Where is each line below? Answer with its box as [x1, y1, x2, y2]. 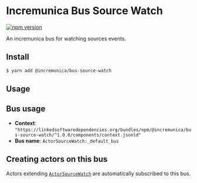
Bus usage [6, 104, 46, 114]
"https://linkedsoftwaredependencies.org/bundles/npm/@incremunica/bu [14, 127, 192, 133]
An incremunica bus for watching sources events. [6, 35, 126, 42]
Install [6, 52, 29, 62]
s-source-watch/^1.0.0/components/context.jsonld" [14, 132, 142, 138]
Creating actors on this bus [6, 154, 108, 164]
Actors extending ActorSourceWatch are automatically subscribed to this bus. [6, 169, 191, 177]
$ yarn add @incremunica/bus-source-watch [6, 68, 112, 74]
